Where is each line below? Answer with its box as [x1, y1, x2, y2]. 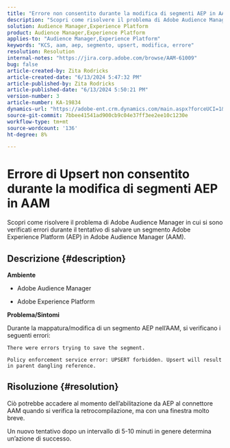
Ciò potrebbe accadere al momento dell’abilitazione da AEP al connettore [7, 399, 214, 408]
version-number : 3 [7, 93, 60, 100]
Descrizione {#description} [7, 253, 127, 264]
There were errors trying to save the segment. [7, 345, 146, 351]
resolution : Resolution [7, 49, 75, 55]
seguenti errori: [7, 332, 51, 339]
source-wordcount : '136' [7, 125, 78, 132]
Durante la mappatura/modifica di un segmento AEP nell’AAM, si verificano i [7, 324, 221, 332]
